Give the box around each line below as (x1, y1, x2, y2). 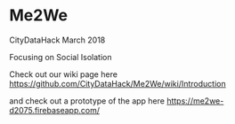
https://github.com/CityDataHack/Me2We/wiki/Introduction (9, 78, 226, 89)
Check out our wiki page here (9, 68, 118, 80)
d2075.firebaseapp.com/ (9, 105, 101, 115)
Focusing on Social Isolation (9, 51, 112, 62)
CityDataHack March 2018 (9, 35, 106, 45)
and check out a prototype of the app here (9, 95, 165, 106)
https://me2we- (166, 95, 224, 106)
